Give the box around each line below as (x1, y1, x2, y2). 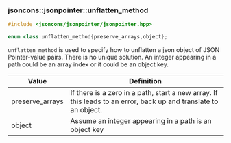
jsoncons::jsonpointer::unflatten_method (8, 5, 149, 15)
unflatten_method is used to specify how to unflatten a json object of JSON (8, 46, 220, 54)
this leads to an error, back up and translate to (70, 96, 219, 106)
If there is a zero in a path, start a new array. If (70, 88, 218, 98)
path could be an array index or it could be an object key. (8, 60, 169, 68)
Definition (128, 77, 162, 86)
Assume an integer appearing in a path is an (70, 116, 212, 126)
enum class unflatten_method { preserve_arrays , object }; (8, 34, 168, 40)
